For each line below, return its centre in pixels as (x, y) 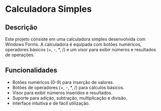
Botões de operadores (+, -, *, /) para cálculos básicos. (68, 87)
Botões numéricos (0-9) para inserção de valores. (63, 82)
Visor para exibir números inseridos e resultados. (62, 93)
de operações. (20, 55)
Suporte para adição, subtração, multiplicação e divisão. (70, 98)
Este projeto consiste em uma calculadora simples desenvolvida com (75, 39)
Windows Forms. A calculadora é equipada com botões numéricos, (73, 44)
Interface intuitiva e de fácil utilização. (51, 103)
